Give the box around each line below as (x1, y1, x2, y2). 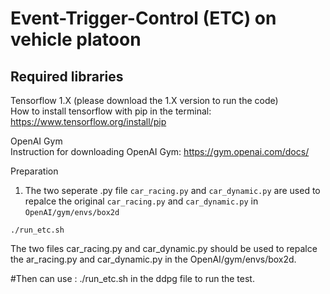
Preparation (10, 165, 59, 177)
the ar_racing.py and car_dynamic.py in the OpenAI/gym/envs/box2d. (10, 253, 297, 265)
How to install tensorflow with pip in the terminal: (10, 105, 212, 117)
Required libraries (10, 68, 124, 85)
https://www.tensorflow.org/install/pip (10, 116, 167, 127)
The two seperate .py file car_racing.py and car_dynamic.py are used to (24, 185, 321, 196)
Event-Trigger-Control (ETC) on (10, 7, 277, 30)
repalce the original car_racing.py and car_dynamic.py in (24, 195, 259, 207)
